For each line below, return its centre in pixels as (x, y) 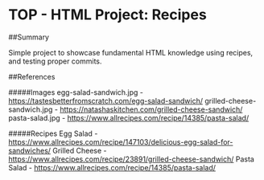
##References (32, 76)
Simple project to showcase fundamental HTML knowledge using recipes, (131, 52)
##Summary (29, 37)
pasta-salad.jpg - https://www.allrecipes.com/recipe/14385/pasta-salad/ (129, 117)
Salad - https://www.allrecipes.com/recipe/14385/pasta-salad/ (112, 167)
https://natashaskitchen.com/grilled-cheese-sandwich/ (151, 109)
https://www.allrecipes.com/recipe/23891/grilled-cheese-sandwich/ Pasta (132, 159)
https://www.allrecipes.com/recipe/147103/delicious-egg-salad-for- (121, 141)
